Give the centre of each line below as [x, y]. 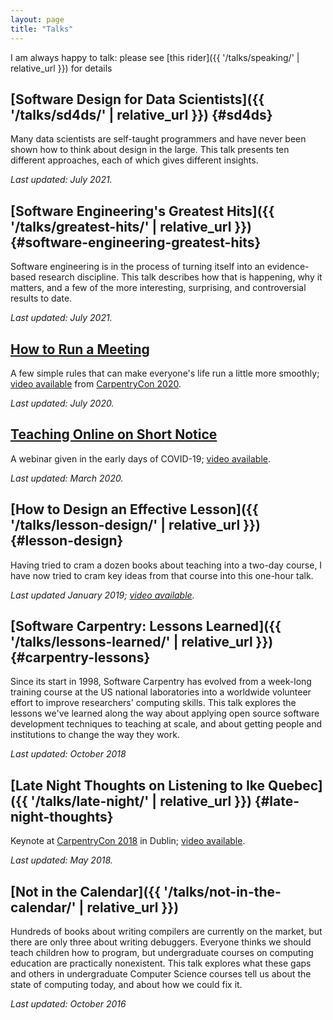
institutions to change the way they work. [95, 735]
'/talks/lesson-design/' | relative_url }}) [135, 525]
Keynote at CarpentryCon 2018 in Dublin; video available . [128, 841]
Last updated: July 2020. [62, 403]
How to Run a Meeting [80, 349]
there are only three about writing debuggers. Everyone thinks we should [161, 942]
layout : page [37, 19]
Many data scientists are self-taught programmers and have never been [158, 139]
